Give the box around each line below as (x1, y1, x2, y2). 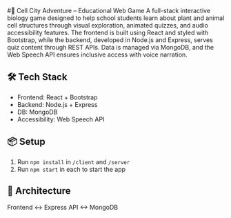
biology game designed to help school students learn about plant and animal (7, 14, 225, 22)
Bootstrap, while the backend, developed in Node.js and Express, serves (7, 36, 214, 44)
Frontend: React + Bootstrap (17, 93, 98, 101)
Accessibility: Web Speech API (17, 115, 105, 123)
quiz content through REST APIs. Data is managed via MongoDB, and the (7, 43, 214, 51)
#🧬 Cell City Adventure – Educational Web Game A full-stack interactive (7, 7, 211, 14)
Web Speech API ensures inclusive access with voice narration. (7, 50, 188, 59)
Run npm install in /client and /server (17, 157, 130, 166)
